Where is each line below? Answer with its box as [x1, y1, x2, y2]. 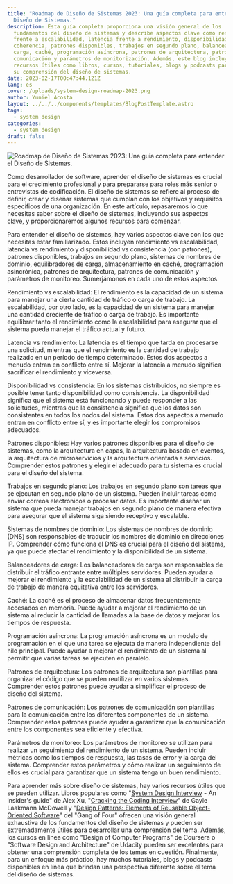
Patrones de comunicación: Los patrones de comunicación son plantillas [7, 703, 215, 712]
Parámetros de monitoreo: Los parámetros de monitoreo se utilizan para [7, 739, 213, 747]
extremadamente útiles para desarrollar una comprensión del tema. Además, [7, 826, 227, 834]
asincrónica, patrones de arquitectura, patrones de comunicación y [7, 267, 200, 276]
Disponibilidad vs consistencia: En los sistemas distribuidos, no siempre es [7, 381, 221, 390]
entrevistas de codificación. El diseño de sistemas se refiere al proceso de [7, 187, 220, 196]
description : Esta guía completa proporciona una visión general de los [7, 23, 222, 30]
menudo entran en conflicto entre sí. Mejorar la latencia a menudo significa [7, 360, 222, 369]
